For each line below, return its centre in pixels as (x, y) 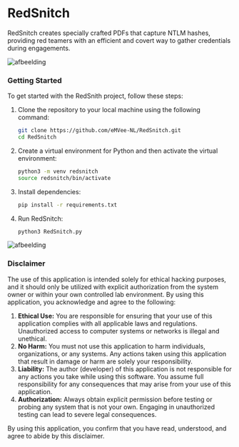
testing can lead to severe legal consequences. (87, 414)
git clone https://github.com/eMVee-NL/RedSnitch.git (99, 131)
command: (34, 117)
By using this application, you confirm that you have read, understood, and (117, 428)
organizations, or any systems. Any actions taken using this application (122, 353)
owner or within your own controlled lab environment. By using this (106, 294)
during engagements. (39, 48)
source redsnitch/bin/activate (64, 178)
